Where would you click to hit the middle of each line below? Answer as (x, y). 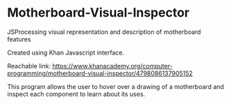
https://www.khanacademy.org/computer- (112, 66)
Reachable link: (29, 66)
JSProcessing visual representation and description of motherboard (104, 32)
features (19, 39)
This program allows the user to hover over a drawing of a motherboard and (115, 86)
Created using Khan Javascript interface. (66, 52)
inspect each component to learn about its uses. (76, 94)
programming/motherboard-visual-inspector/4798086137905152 (100, 73)
